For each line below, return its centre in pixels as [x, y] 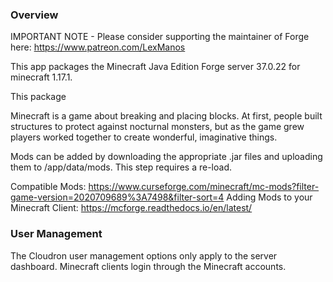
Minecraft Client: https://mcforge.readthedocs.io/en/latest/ [131, 208]
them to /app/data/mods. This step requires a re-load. [121, 167]
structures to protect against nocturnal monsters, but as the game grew [157, 127]
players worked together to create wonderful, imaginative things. [144, 137]
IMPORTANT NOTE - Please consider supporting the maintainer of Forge [160, 37]
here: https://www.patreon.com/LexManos [98, 47]
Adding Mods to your [269, 197]
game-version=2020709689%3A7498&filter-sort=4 [117, 197]
